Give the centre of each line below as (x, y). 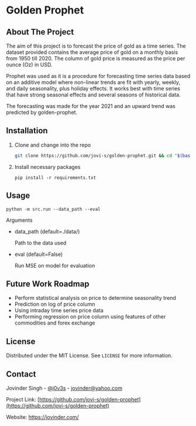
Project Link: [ (23, 399)
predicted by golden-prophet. (42, 112)
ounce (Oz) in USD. (29, 65)
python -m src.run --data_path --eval (53, 209)
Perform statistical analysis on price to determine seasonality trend (95, 298)
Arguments (20, 220)
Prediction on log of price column (55, 304)
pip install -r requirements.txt (55, 177)
